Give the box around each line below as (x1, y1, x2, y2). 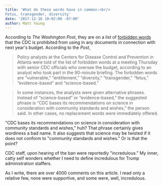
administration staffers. (5, 161, 52, 166)
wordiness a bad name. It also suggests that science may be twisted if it (5, 130, 151, 136)
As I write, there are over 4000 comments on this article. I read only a (5, 170, 145, 176)
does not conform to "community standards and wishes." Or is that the (5, 136, 148, 141)
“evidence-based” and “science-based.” (17, 80, 99, 86)
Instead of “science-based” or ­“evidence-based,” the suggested (17, 95, 147, 101)
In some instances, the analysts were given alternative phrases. (17, 90, 145, 95)
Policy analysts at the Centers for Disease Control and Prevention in (17, 54, 154, 60)
